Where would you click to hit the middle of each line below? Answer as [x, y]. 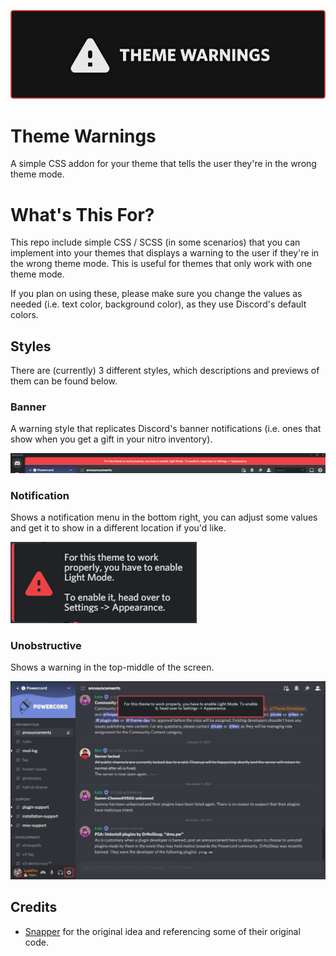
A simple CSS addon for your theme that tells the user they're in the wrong [163, 164]
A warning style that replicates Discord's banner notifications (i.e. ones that [166, 429]
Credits [34, 907]
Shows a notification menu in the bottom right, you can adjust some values [164, 517]
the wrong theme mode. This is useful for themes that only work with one [161, 264]
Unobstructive [46, 646]
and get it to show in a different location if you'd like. [118, 528]
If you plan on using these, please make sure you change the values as [156, 294]
